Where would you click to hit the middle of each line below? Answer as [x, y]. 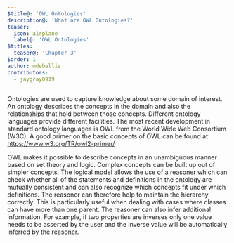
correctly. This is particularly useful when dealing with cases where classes [117, 202]
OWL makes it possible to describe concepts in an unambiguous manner [112, 157]
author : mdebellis [34, 66]
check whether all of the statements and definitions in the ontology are [110, 180]
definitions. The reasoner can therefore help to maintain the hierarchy [108, 195]
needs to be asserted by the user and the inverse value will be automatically [117, 225]
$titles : [20, 46]
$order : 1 [22, 60]
